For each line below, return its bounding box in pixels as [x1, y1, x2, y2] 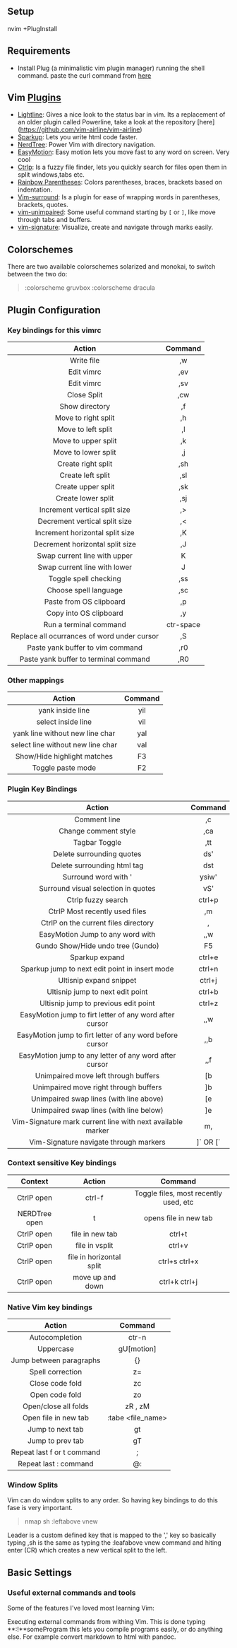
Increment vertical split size [39, 505, 130, 515]
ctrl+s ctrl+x [157, 1256, 199, 1266]
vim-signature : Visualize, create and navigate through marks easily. [17, 223, 214, 232]
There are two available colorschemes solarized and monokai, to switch [7, 262, 216, 271]
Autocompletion [29, 1333, 83, 1343]
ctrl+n [198, 964, 219, 974]
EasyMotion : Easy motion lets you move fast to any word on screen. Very [17, 148, 230, 156]
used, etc [163, 1197, 194, 1207]
